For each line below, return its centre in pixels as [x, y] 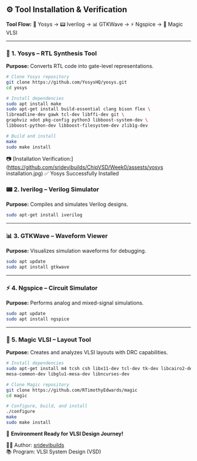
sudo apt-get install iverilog [44, 215]
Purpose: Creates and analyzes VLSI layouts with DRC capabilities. [87, 352]
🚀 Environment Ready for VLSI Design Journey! [65, 433]
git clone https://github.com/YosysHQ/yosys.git [67, 82]
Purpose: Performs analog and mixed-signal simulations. [75, 303]
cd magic [17, 395]
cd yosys [17, 87]
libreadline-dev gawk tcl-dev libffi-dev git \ [65, 115]
